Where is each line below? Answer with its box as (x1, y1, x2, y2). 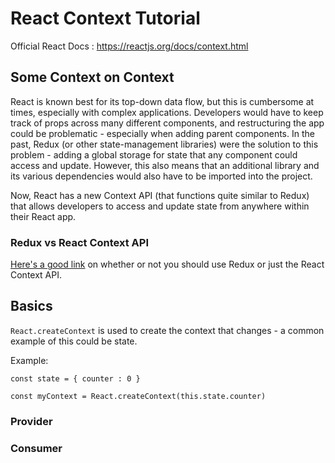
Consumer (10, 441, 63, 455)
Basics (10, 298, 53, 315)
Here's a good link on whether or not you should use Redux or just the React (10, 258, 325, 271)
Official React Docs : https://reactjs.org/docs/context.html (10, 40, 249, 52)
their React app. (10, 210, 77, 222)
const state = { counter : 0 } (10, 373, 141, 384)
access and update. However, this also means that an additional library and (10, 159, 320, 171)
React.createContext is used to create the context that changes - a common (10, 324, 325, 336)
